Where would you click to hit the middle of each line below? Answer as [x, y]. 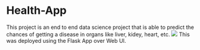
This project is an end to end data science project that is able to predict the [100, 27]
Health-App [36, 11]
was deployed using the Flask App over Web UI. [66, 40]
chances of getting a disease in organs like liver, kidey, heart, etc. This [98, 34]
